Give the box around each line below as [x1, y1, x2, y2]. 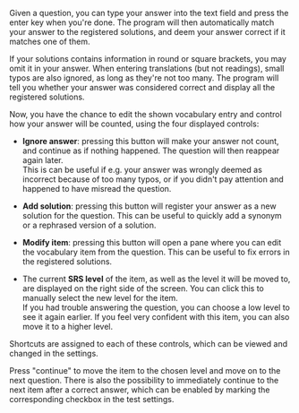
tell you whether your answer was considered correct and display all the [9, 82, 276, 92]
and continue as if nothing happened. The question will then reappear [21, 145, 280, 156]
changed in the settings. [9, 348, 98, 358]
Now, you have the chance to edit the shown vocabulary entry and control [9, 109, 282, 119]
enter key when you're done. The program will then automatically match [9, 17, 275, 28]
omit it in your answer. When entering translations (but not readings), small [9, 63, 285, 73]
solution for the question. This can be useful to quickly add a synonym [21, 211, 282, 220]
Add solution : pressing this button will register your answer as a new [21, 201, 277, 211]
